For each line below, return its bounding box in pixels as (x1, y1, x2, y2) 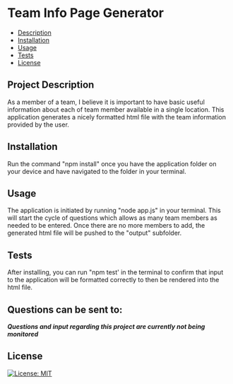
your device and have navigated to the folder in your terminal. (7, 167, 186, 175)
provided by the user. (7, 120, 69, 129)
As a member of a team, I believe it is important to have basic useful (7, 98, 205, 106)
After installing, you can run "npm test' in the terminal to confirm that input (7, 268, 224, 277)
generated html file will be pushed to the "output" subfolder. (7, 228, 182, 238)
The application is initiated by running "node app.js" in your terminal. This (7, 206, 221, 215)
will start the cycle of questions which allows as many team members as (7, 214, 217, 222)
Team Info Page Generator (7, 5, 165, 21)
